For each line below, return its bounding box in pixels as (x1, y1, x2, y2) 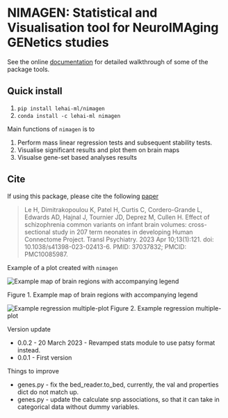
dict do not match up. (17, 387, 79, 396)
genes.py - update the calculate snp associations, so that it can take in (17, 395, 220, 403)
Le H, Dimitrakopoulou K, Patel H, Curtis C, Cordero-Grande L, (24, 205, 203, 214)
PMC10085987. (24, 250, 68, 258)
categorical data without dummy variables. (17, 403, 140, 411)
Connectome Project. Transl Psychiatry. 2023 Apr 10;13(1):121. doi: (24, 235, 214, 244)
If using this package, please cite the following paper (7, 192, 158, 200)
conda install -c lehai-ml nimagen (17, 112, 121, 119)
